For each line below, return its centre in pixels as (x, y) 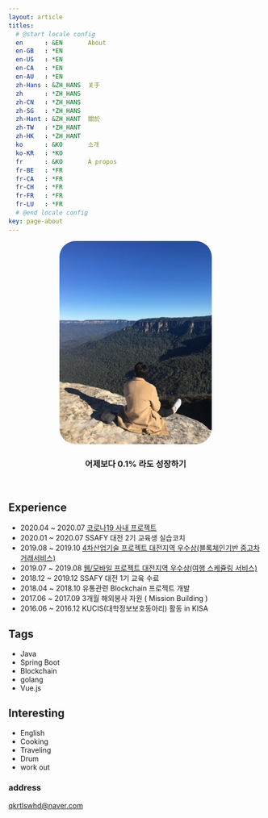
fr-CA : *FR (39, 179)
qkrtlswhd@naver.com (46, 805)
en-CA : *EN (39, 69)
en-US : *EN (39, 60)
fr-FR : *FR (39, 196)
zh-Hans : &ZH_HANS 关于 (58, 85)
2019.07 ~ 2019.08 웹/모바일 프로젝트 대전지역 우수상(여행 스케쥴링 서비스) (139, 568)
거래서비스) (38, 557)
